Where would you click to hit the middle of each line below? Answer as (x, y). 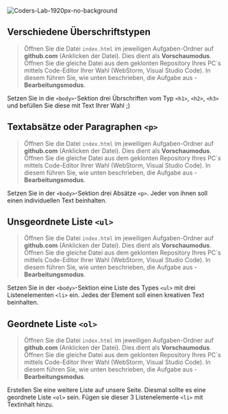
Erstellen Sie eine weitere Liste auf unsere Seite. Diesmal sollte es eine (106, 390)
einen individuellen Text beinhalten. (57, 200)
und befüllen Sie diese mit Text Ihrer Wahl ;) (69, 105)
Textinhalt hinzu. (30, 404)
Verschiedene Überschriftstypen (79, 32)
